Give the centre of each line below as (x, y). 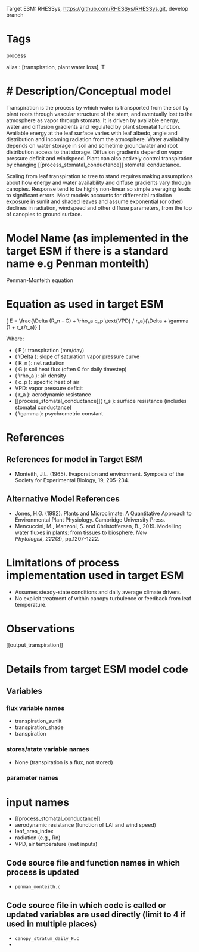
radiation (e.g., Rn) (38, 838)
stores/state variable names (48, 749)
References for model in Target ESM (74, 459)
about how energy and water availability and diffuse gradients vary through (99, 182)
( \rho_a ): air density (41, 376)
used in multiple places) (52, 924)
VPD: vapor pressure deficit (49, 388)
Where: (15, 339)
